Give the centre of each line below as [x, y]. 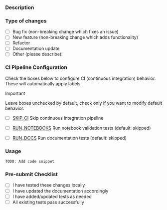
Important [15, 93]
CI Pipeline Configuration [36, 67]
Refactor [21, 43]
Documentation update [36, 48]
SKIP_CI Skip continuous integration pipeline [58, 118]
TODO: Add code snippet [30, 162]
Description [20, 7]
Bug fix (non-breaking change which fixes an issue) [65, 32]
